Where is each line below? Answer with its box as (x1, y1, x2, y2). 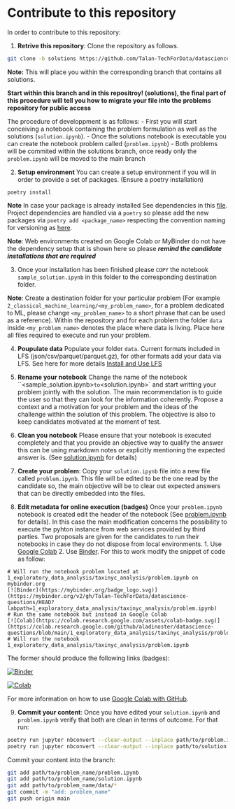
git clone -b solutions (7, 55, 77, 62)
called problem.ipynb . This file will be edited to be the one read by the (17, 474, 218, 482)
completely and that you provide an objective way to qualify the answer (17, 438, 224, 447)
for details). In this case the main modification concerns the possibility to (17, 517, 227, 526)
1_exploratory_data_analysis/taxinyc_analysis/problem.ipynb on (7, 574, 199, 581)
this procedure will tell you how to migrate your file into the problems (7, 96, 211, 104)
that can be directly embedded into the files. (17, 489, 145, 497)
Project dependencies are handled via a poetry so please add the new (7, 208, 209, 217)
